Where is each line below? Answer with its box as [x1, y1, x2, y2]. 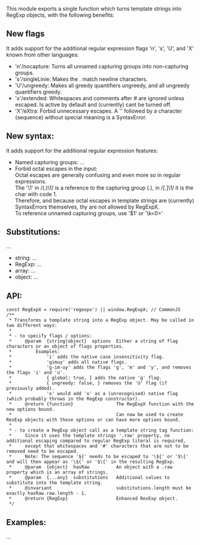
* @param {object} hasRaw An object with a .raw [8, 464, 172, 470]
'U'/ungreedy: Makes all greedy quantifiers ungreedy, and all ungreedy [14, 82, 190, 89]
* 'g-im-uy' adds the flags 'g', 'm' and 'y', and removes [8, 365, 192, 371]
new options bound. [6, 407, 55, 412]
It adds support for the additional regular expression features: [6, 147, 158, 154]
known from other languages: [6, 51, 79, 58]
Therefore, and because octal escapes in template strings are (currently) [14, 197, 195, 204]
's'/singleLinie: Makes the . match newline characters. [14, 75, 148, 83]
